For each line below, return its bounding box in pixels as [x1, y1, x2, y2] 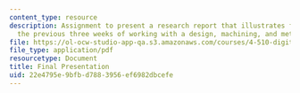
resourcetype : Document [9, 54, 98, 63]
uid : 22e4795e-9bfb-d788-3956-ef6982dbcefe [9, 71, 174, 80]
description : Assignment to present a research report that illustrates [9, 21, 286, 30]
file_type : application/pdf [9, 46, 114, 55]
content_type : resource [9, 12, 98, 22]
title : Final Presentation [9, 63, 110, 72]
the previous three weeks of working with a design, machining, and [17, 29, 278, 38]
